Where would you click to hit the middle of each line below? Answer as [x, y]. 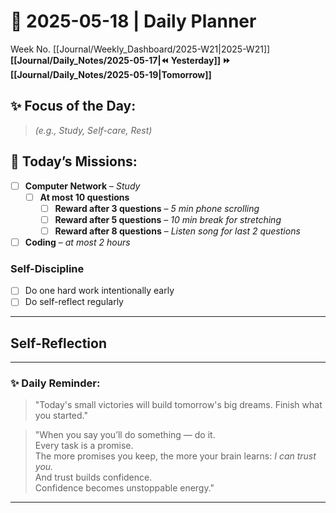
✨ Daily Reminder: [55, 383]
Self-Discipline [47, 268]
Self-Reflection [58, 343]
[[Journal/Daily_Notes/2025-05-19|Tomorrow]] [111, 74]
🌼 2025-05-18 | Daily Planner [133, 21]
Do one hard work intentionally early [99, 291]
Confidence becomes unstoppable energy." [124, 488]
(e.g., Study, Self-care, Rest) [93, 130]
